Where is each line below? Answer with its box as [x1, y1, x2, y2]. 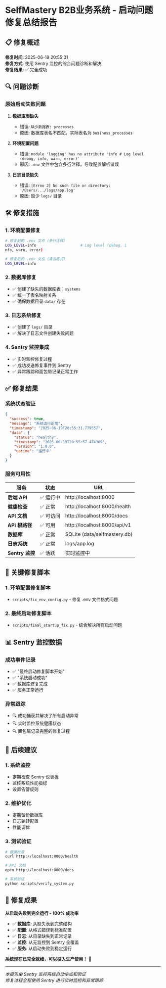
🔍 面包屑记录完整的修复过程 [12, 728, 70, 734]
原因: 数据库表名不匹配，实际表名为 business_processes [19, 130, 133, 136]
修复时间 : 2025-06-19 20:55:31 [5, 54, 68, 60]
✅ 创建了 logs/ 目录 [12, 324, 53, 330]
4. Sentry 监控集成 [5, 344, 49, 351]
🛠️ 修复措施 [5, 209, 40, 217]
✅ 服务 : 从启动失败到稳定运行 [12, 945, 72, 951]
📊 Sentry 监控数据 [5, 638, 62, 646]
